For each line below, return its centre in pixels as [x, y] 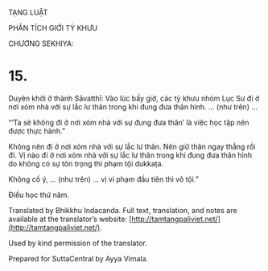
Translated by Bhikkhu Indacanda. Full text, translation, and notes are [123, 210]
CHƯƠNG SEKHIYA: [41, 43]
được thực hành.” [37, 131]
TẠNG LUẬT [28, 12]
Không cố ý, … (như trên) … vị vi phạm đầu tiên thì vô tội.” [103, 179]
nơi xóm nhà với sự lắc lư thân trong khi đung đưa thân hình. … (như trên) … [133, 107]
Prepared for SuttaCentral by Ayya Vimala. [78, 258]
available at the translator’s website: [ [70, 219]
